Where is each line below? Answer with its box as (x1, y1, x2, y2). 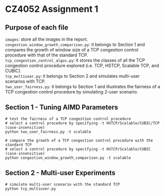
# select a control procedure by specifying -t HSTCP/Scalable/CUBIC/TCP (5, 120, 160, 126)
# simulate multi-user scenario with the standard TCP (5, 182, 120, 187)
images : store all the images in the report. (5, 36, 88, 42)
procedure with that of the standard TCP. (5, 52, 89, 58)
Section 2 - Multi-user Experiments (5, 169, 116, 177)
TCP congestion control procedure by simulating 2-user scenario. (5, 89, 138, 95)
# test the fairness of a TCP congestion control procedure (5, 116, 132, 121)
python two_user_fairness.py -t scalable (5, 129, 92, 134)
